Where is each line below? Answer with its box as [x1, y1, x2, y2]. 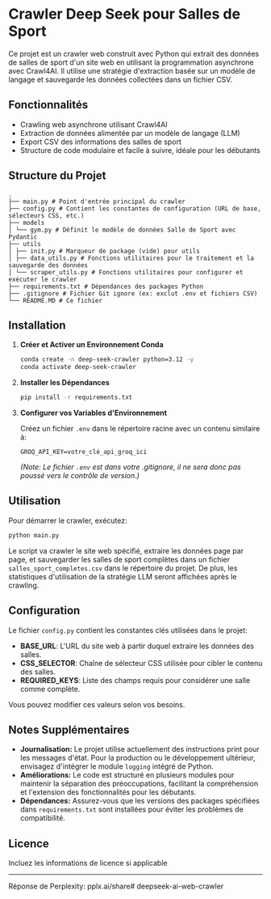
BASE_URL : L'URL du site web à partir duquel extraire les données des [19, 641, 254, 651]
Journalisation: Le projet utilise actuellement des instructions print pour [19, 744, 260, 754]
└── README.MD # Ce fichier [8, 296, 103, 304]
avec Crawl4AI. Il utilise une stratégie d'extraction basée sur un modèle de [8, 66, 256, 75]
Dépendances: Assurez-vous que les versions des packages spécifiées [19, 796, 260, 806]
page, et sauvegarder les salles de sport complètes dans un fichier [8, 554, 231, 564]
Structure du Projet [8, 169, 106, 183]
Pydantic [8, 232, 38, 241]
